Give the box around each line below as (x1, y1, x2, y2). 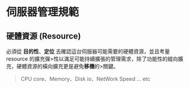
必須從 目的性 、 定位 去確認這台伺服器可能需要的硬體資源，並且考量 (6, 48, 170, 55)
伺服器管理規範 (6, 5, 79, 19)
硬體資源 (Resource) (6, 31, 81, 41)
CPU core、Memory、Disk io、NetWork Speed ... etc (20, 76, 150, 82)
